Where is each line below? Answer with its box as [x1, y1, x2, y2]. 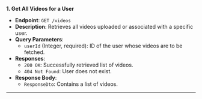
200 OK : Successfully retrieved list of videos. [23, 61, 133, 68]
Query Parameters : [14, 36, 64, 43]
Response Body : [14, 74, 57, 81]
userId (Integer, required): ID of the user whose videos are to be [23, 42, 183, 49]
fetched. [23, 49, 45, 56]
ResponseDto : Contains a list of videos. [23, 80, 118, 88]
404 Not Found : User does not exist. [23, 68, 112, 74]
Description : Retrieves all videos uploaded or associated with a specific [14, 23, 194, 30]
